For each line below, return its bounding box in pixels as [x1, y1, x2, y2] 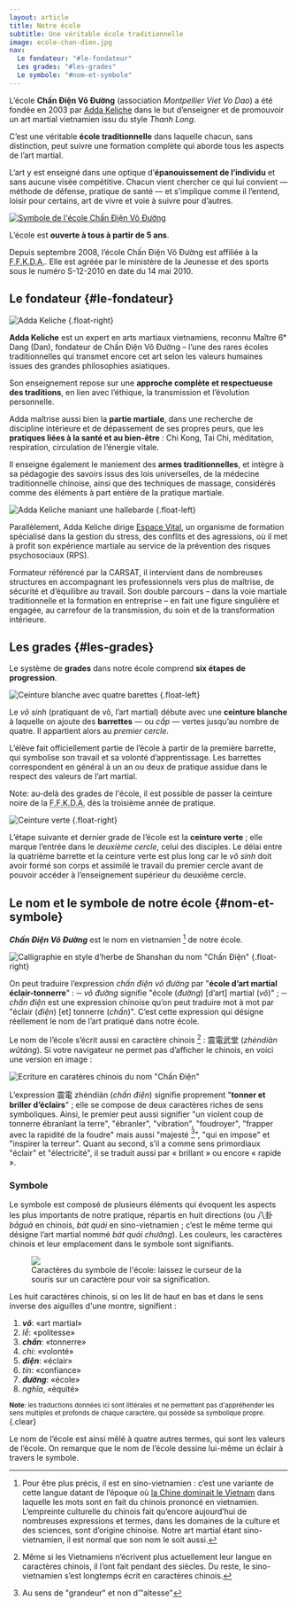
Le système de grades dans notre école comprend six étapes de [9, 663, 246, 674]
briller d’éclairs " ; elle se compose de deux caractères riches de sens [9, 1099, 263, 1110]
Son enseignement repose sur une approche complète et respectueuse [9, 378, 273, 388]
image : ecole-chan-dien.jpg [9, 37, 113, 47]
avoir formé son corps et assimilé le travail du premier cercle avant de [9, 861, 263, 871]
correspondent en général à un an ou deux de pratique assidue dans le [9, 761, 268, 772]
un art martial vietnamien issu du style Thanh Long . [9, 113, 196, 124]
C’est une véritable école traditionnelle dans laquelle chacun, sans [9, 130, 254, 142]
